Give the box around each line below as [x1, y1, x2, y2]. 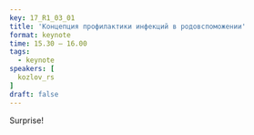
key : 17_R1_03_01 [9, 13, 76, 23]
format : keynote [9, 30, 71, 39]
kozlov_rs [17, 73, 55, 82]
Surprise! [9, 115, 44, 126]
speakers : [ [9, 65, 55, 74]
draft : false [9, 89, 59, 99]
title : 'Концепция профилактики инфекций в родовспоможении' [9, 22, 247, 31]
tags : [9, 47, 30, 57]
